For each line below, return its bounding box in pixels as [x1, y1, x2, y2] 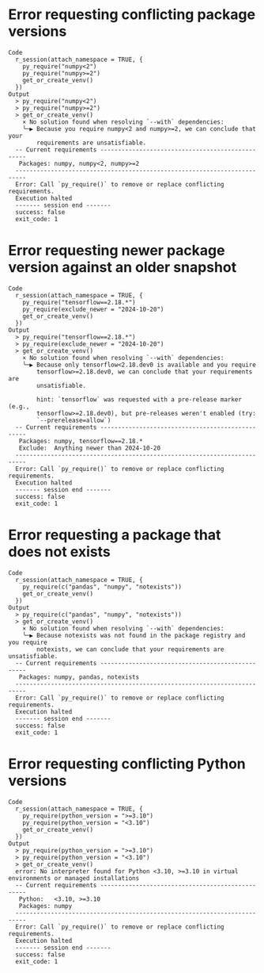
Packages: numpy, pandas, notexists [18, 672, 140, 681]
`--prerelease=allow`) [36, 416, 111, 424]
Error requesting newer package [8, 242, 225, 259]
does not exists [8, 543, 111, 561]
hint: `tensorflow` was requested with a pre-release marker [36, 395, 243, 404]
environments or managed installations [8, 874, 140, 882]
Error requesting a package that [8, 526, 221, 544]
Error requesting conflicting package [8, 6, 255, 24]
